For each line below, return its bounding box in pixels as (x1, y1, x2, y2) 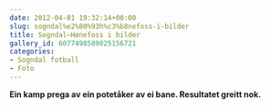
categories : (9, 47, 55, 56)
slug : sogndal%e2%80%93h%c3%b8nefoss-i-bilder (9, 22, 190, 31)
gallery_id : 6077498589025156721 (9, 38, 137, 48)
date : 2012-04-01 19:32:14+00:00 (9, 13, 137, 23)
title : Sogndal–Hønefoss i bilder (9, 30, 141, 39)
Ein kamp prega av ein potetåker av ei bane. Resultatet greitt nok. (9, 88, 262, 100)
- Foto (9, 64, 35, 74)
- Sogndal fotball (9, 55, 79, 64)
